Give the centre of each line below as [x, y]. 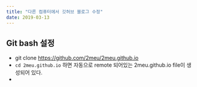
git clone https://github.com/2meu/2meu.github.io [77, 58]
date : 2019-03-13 [28, 17]
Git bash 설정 [31, 43]
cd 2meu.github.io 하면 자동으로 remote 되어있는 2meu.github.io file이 [100, 65]
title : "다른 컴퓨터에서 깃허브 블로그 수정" [55, 12]
